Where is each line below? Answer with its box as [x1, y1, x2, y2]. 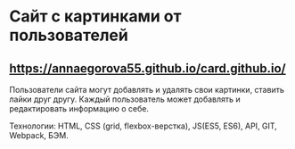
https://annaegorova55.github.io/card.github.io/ [9, 61, 287, 76]
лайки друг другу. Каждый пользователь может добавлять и [9, 94, 241, 104]
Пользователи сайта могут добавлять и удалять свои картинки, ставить [9, 85, 285, 95]
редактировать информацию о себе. [9, 103, 150, 113]
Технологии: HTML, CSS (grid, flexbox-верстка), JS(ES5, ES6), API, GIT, [9, 120, 278, 131]
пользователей [9, 25, 129, 46]
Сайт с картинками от [9, 6, 182, 27]
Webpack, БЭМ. [9, 130, 69, 140]
